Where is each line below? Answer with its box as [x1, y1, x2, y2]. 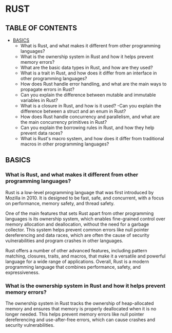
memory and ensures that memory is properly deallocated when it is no [5, 305, 157, 311]
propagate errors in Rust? [20, 86, 74, 92]
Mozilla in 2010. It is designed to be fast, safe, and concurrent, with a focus [5, 195, 164, 201]
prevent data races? [20, 130, 63, 136]
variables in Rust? [20, 97, 58, 103]
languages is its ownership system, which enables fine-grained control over [5, 215, 166, 221]
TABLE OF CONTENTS [5, 24, 77, 32]
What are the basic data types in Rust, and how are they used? [20, 65, 153, 70]
